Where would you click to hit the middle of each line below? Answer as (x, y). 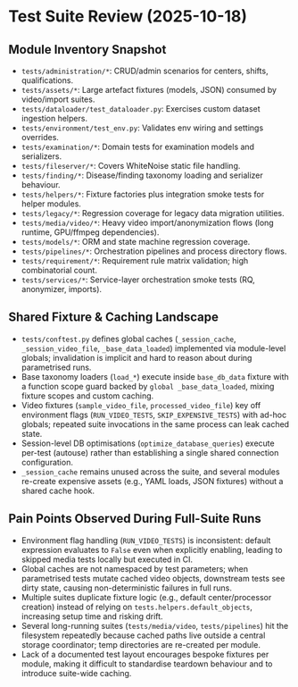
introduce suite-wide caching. (76, 673)
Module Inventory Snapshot (87, 50)
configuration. (47, 462)
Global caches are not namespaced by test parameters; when (135, 568)
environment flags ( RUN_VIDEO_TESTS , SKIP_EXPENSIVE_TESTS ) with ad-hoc (154, 415)
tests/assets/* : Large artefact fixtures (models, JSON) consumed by (149, 90)
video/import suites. (58, 99)
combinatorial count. (59, 270)
